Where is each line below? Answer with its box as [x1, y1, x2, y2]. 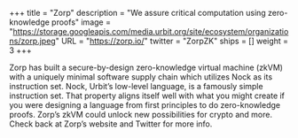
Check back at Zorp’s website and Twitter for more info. [9, 119, 213, 129]
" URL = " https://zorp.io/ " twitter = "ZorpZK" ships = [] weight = [55, 35, 289, 46]
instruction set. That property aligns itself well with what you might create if [9, 90, 286, 101]
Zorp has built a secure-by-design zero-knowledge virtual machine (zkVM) [9, 62, 284, 73]
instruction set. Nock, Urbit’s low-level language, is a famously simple [9, 81, 263, 91]
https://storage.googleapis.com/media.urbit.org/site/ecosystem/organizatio [12, 27, 289, 36]
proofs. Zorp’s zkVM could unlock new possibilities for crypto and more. [9, 110, 273, 119]
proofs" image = [51, 17, 111, 27]
